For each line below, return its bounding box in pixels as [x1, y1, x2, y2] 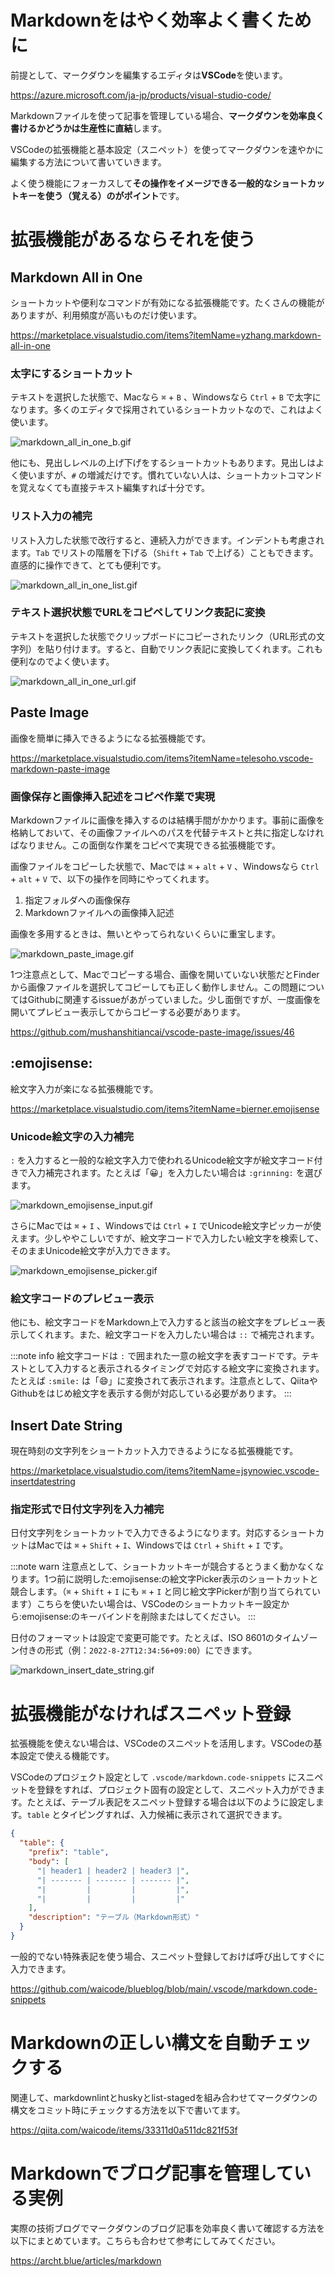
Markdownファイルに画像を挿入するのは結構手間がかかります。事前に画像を [10, 814, 325, 826]
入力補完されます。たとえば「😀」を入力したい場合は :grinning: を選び [27, 1167, 323, 1179]
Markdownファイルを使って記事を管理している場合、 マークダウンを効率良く [10, 109, 325, 121]
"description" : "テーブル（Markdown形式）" [28, 1912, 200, 1923]
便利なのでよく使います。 [10, 655, 115, 667]
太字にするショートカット [10, 366, 134, 380]
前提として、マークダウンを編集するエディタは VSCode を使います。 [10, 69, 288, 81]
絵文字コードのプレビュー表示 [10, 1291, 155, 1305]
